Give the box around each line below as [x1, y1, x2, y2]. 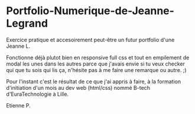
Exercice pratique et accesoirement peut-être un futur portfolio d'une [6, 36, 175, 43]
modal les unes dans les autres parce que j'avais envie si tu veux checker [6, 60, 185, 67]
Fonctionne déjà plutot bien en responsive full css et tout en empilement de [6, 54, 190, 61]
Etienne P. [6, 102, 31, 109]
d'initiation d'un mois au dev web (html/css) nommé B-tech [6, 84, 151, 91]
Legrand [6, 17, 48, 30]
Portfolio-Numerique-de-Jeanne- [6, 4, 174, 18]
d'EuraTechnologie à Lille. [6, 90, 69, 97]
